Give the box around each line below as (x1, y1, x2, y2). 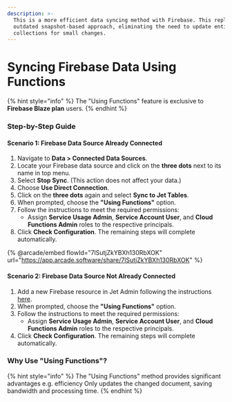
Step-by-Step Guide (7, 122, 76, 132)
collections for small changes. (13, 29, 107, 37)
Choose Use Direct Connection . (17, 184, 109, 192)
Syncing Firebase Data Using (7, 60, 177, 75)
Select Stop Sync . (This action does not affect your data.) (17, 176, 182, 184)
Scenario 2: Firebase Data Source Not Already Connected (7, 272, 176, 280)
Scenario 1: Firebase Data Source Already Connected (7, 139, 162, 147)
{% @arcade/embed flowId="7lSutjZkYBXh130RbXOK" (7, 249, 162, 257)
